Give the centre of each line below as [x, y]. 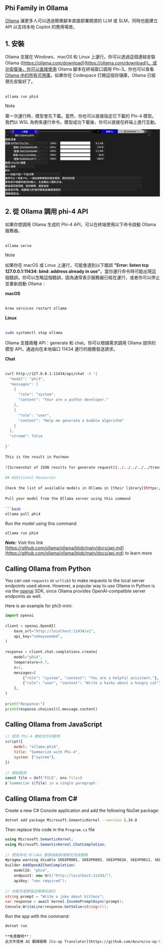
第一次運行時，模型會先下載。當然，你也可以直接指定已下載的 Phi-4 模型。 [81, 116]
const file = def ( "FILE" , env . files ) [44, 778]
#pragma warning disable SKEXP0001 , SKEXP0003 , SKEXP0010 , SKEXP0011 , [79, 860]
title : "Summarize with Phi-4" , [47, 752]
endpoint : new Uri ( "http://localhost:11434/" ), [63, 876]
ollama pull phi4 [23, 514]
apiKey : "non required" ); [41, 881]
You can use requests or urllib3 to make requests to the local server [75, 581]
